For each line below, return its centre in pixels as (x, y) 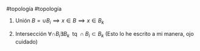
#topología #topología (34, 9)
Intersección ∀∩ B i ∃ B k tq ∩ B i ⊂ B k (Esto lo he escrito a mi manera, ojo (104, 34)
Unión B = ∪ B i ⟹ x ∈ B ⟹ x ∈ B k (59, 21)
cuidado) (26, 41)
